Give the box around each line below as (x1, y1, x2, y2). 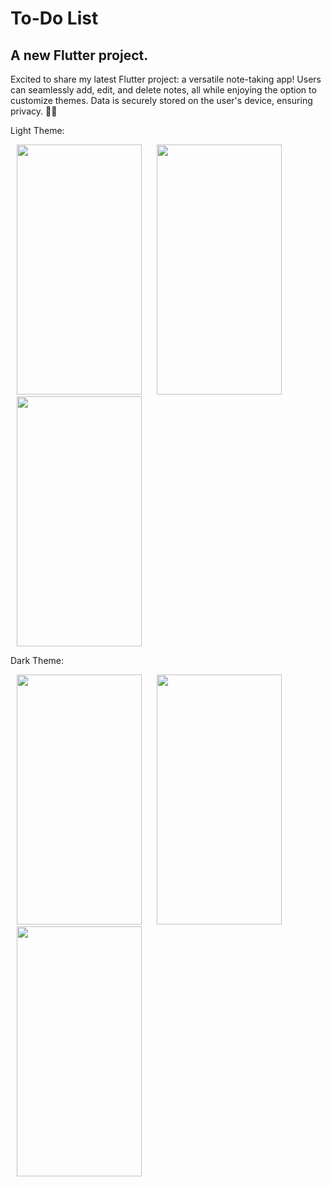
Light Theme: (10, 125, 65, 136)
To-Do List (10, 7, 99, 30)
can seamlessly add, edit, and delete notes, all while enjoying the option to (10, 84, 317, 96)
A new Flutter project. (10, 47, 149, 64)
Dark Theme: (10, 655, 65, 666)
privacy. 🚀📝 (10, 105, 58, 117)
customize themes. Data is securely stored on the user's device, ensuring (10, 95, 313, 106)
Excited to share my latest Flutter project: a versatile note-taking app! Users (10, 73, 322, 85)
